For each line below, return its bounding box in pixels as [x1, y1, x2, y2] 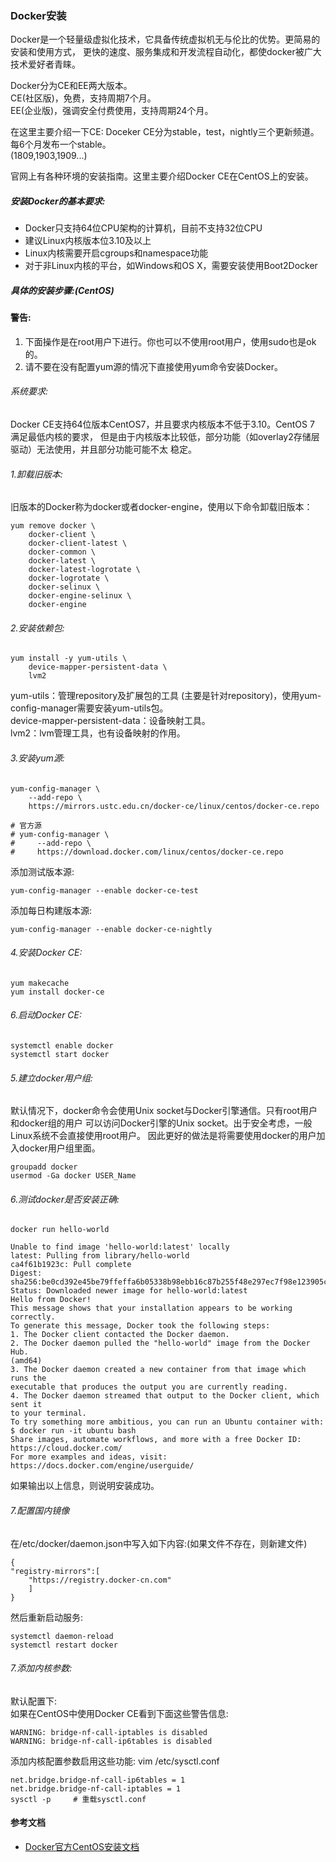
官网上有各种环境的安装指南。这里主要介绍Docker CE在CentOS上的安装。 [10, 170, 314, 182]
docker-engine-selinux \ [28, 591, 132, 601]
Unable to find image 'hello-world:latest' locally [10, 1242, 230, 1252]
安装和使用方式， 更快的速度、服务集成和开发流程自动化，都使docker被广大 [10, 46, 322, 58]
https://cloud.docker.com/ [10, 1443, 123, 1454]
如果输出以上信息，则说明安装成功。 [10, 1480, 160, 1492]
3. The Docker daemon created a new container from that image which [10, 1365, 307, 1375]
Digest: [10, 1268, 43, 1279]
